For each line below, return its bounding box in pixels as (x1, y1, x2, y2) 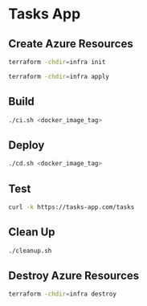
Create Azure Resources (8, 37, 134, 51)
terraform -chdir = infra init (8, 58, 106, 66)
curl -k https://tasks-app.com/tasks (8, 202, 135, 211)
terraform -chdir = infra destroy (8, 290, 116, 298)
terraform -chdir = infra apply (8, 72, 110, 80)
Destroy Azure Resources (8, 268, 140, 282)
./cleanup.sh (8, 247, 52, 255)
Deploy (8, 138, 45, 152)
